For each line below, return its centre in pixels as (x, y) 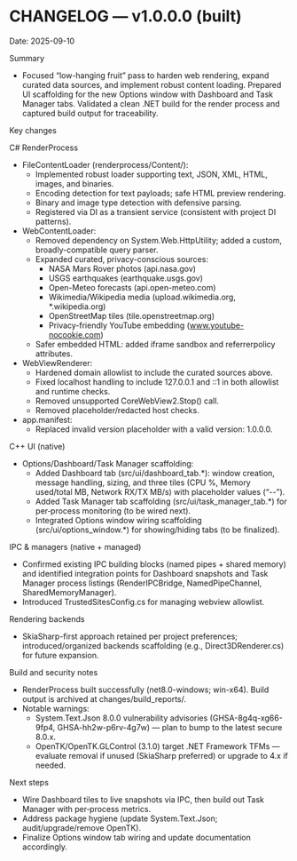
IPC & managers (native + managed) (75, 546)
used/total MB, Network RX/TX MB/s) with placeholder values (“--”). (160, 491)
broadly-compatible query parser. (97, 250)
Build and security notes (54, 672)
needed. (51, 765)
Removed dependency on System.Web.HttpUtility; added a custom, (158, 240)
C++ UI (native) (37, 446)
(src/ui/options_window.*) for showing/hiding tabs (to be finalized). (157, 530)
